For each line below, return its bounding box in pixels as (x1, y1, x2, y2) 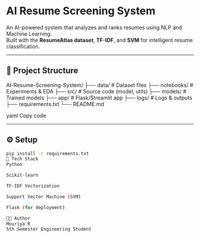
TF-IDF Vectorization (6, 183, 60, 189)
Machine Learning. (6, 30, 52, 37)
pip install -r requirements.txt (6, 151, 89, 156)
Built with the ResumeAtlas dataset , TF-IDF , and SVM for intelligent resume (6, 36, 193, 43)
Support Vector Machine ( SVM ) (6, 193, 82, 200)
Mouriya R (6, 221, 31, 227)
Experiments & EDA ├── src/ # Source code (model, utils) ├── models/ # (6, 87, 187, 95)
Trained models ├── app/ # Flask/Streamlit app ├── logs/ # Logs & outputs (6, 94, 192, 101)
